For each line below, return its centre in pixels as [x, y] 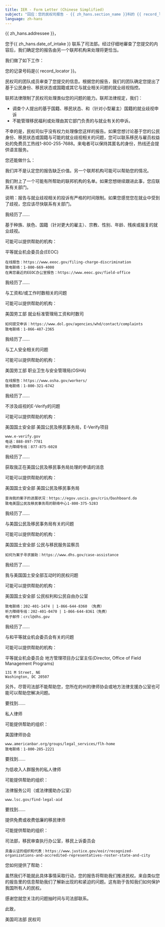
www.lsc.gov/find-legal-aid [34, 800]
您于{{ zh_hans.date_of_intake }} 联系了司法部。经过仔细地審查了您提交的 [79, 44]
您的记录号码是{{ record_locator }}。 [42, 71]
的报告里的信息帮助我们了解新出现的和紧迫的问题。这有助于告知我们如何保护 [82, 882]
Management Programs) [30, 663]
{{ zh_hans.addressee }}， [32, 33]
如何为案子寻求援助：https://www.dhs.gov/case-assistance [62, 555]
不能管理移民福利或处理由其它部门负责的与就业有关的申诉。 [72, 121]
